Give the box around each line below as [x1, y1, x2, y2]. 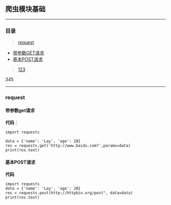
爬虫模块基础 [5, 5, 46, 14]
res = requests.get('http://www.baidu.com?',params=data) [5, 143, 131, 148]
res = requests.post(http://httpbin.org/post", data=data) [5, 191, 133, 196]
